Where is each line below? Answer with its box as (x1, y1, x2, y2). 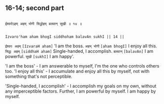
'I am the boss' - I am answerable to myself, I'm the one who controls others (5, 63, 160, 69)
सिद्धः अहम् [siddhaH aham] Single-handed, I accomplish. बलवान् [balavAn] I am (5, 48, 154, 54)
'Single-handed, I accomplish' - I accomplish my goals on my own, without (5, 83, 157, 89)
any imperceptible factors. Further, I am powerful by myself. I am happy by (5, 88, 156, 94)
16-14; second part (5, 4, 65, 12)
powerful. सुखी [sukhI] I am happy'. (5, 53, 75, 59)
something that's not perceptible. (5, 73, 72, 79)
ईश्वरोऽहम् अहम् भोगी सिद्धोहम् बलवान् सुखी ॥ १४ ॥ (5, 21, 82, 26)
